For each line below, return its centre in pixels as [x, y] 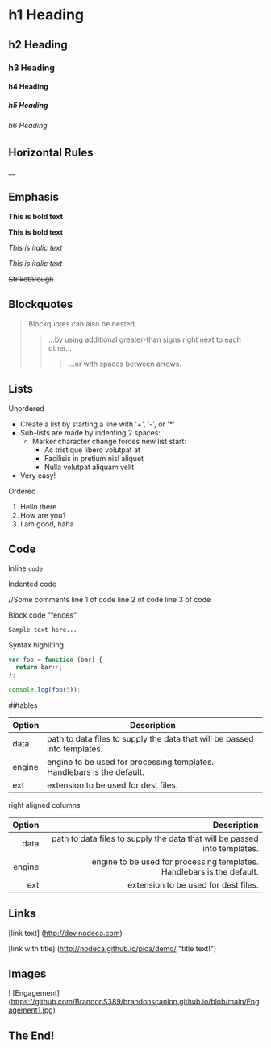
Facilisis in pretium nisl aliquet [94, 458]
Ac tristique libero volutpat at [92, 450]
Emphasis [33, 197]
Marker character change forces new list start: [109, 441]
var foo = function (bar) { [56, 660]
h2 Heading [38, 45]
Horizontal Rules [51, 152]
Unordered [26, 408]
